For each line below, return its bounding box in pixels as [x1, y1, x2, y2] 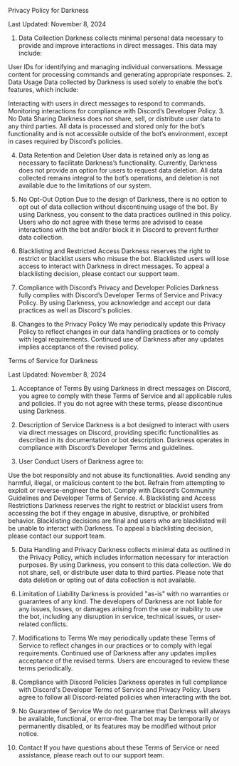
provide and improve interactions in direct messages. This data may [18, 41, 218, 49]
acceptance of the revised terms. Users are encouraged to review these [18, 656, 230, 665]
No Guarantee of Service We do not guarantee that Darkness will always [18, 707, 230, 715]
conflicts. [41, 620, 68, 628]
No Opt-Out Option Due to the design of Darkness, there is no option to [18, 195, 228, 203]
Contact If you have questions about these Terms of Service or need [18, 743, 220, 752]
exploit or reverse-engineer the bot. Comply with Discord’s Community [8, 486, 216, 494]
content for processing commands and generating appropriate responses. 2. [8, 71, 233, 78]
